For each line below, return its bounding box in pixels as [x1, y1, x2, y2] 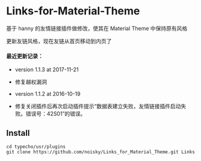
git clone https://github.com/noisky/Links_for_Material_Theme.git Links [6, 148, 196, 155]
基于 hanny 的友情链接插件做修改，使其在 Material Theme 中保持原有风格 [6, 25, 188, 32]
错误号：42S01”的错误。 [25, 110, 86, 117]
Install [6, 127, 30, 138]
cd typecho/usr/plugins [6, 144, 66, 150]
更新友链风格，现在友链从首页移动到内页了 [6, 37, 112, 44]
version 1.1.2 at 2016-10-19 [14, 90, 81, 98]
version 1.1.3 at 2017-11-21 [14, 66, 79, 73]
